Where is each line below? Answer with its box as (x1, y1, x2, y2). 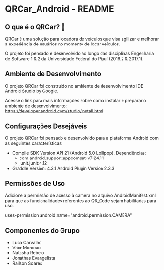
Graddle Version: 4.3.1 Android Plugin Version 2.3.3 (12, 165, 115, 171)
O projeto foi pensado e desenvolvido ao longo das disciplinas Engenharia (5, 50, 154, 56)
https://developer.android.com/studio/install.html (5, 108, 103, 113)
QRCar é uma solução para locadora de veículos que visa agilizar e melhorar (5, 36, 159, 42)
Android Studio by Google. (5, 88, 59, 94)
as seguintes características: (5, 140, 63, 146)
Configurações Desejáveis (5, 122, 87, 131)
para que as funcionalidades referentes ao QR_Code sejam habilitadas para (5, 198, 157, 203)
